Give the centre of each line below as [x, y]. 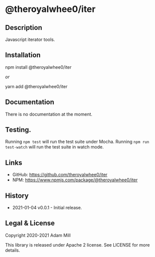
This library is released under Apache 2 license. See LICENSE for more [77, 245]
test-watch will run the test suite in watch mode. [54, 147]
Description [24, 28]
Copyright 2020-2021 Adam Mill [38, 235]
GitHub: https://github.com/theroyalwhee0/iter [60, 175]
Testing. [18, 130]
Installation [23, 55]
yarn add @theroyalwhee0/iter [37, 86]
